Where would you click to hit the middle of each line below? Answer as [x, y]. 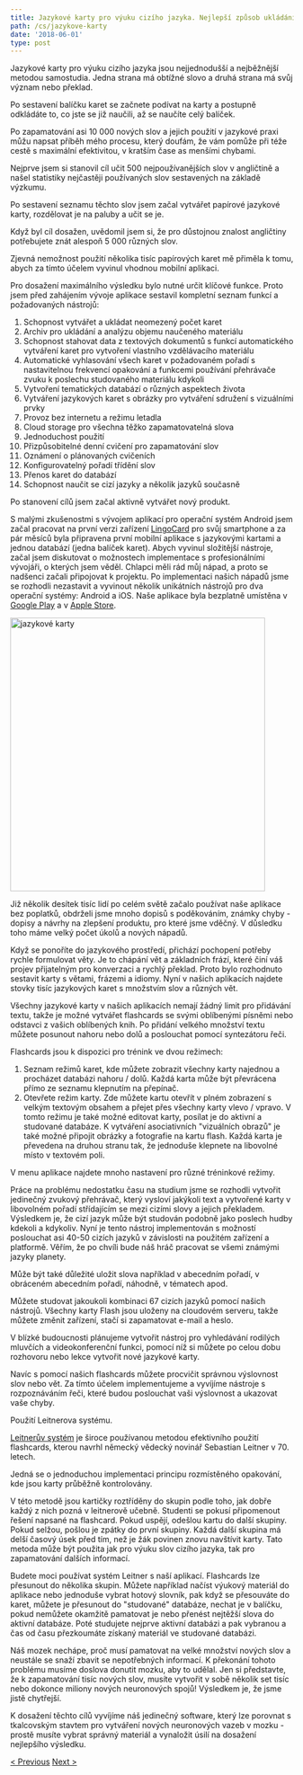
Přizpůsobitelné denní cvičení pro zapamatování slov [121, 447]
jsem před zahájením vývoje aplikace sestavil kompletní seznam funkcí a [144, 295]
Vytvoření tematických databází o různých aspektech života [134, 389]
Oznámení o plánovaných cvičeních [89, 456]
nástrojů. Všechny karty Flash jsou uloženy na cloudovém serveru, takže [144, 1311]
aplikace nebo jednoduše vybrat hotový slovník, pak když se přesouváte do [150, 1595]
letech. [23, 1457]
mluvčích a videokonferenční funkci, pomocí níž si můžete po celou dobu [146, 1347]
